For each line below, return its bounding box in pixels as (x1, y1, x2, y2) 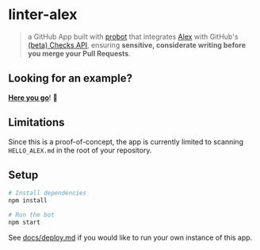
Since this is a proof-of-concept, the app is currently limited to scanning (8, 137, 244, 146)
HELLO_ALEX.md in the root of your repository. (8, 145, 152, 155)
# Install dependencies (8, 189, 87, 198)
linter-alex (8, 6, 78, 24)
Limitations (8, 116, 65, 129)
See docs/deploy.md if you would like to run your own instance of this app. (8, 233, 253, 242)
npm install (8, 197, 48, 205)
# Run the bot (8, 211, 55, 219)
